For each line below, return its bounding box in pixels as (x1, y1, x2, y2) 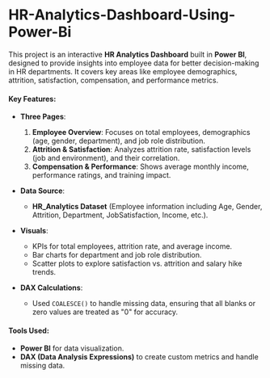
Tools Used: (8, 325, 50, 335)
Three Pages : (19, 111, 66, 122)
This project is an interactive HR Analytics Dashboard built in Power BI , (8, 49, 247, 59)
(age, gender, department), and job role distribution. (32, 136, 206, 146)
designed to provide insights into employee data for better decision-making (8, 58, 259, 68)
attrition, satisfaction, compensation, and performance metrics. (8, 75, 219, 85)
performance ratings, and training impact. (32, 170, 171, 180)
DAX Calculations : (19, 283, 83, 292)
